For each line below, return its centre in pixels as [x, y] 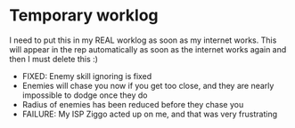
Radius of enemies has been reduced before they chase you [133, 104]
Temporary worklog [84, 16]
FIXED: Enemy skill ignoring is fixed [87, 76]
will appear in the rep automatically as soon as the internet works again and [148, 49]
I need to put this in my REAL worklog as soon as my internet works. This [143, 40]
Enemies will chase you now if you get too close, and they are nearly [148, 85]
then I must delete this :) [53, 59]
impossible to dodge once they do [85, 95]
